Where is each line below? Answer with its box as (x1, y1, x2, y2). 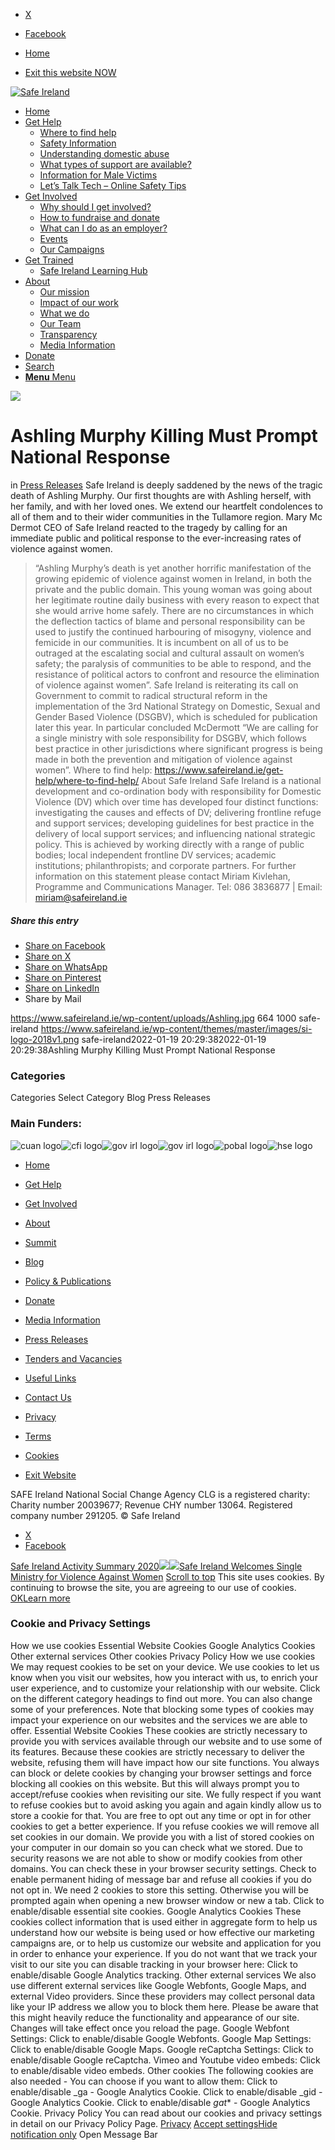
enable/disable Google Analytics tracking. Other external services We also (10, 1969, 317, 1981)
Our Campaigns (39, 244, 105, 255)
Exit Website (24, 1469, 77, 1481)
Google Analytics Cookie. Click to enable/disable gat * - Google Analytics (10, 2096, 311, 2108)
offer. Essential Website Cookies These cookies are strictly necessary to (10, 1724, 308, 1736)
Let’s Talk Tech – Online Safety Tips (39, 180, 187, 191)
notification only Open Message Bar (10, 2128, 158, 2140)
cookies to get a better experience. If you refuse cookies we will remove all (10, 1820, 320, 1832)
